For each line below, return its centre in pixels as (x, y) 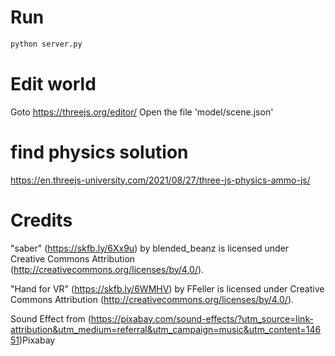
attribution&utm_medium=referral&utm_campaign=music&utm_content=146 (166, 329)
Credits (41, 220)
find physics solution (99, 152)
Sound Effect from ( (51, 318)
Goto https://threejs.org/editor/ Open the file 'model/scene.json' (142, 112)
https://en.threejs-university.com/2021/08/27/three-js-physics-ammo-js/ (160, 180)
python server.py (46, 44)
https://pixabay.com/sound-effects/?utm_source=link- (202, 318)
